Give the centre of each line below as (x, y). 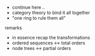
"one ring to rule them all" (39, 18)
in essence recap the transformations (51, 38)
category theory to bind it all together (51, 13)
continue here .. (28, 7)
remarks (13, 28)
